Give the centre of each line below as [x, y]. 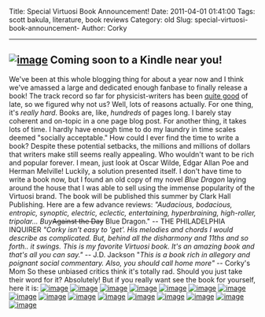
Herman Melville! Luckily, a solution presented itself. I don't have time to [125, 171]
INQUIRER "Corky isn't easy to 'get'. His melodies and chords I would [121, 229]
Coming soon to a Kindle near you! [136, 60]
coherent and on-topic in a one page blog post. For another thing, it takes [128, 120]
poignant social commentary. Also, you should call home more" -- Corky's [130, 263]
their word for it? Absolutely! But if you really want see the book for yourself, [132, 279]
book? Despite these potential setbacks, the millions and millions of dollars [130, 146]
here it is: [24, 288]
